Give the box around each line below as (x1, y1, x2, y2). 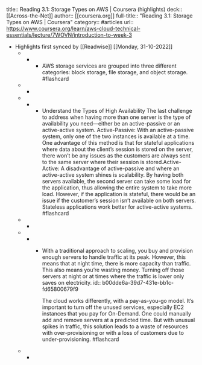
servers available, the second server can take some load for (42, 178, 191, 185)
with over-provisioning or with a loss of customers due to (42, 329, 184, 336)
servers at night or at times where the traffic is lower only (42, 273, 185, 280)
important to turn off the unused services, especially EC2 (42, 303, 185, 311)
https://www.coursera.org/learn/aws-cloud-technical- (6, 25, 140, 32)
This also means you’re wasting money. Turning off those (42, 266, 185, 273)
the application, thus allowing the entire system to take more (42, 184, 192, 191)
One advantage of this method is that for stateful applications (42, 139, 195, 146)
